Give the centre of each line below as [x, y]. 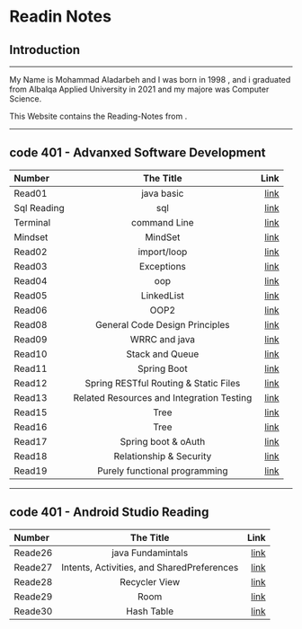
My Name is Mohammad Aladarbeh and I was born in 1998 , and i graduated [150, 80]
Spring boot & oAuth [163, 441]
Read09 [31, 339]
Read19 [31, 471]
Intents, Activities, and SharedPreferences [150, 567]
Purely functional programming [163, 471]
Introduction [45, 50]
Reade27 [33, 567]
